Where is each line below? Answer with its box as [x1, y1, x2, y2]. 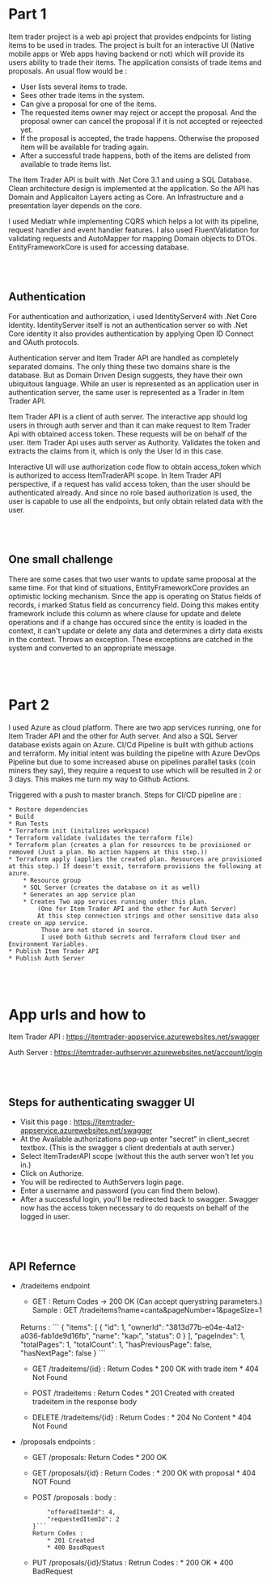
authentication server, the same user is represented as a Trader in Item [8, 387, 245, 397]
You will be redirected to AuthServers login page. [19, 1177, 184, 1187]
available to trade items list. [19, 159, 112, 168]
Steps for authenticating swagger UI [8, 1095, 196, 1109]
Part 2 [8, 696, 50, 713]
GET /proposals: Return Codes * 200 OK [32, 1453, 167, 1463]
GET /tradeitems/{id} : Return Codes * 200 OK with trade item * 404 [32, 1364, 259, 1373]
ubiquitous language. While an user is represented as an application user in [8, 378, 259, 389]
